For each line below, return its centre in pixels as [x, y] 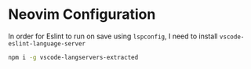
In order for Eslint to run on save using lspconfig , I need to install [113, 36]
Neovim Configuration [82, 15]
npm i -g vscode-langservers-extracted [73, 57]
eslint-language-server [47, 44]
